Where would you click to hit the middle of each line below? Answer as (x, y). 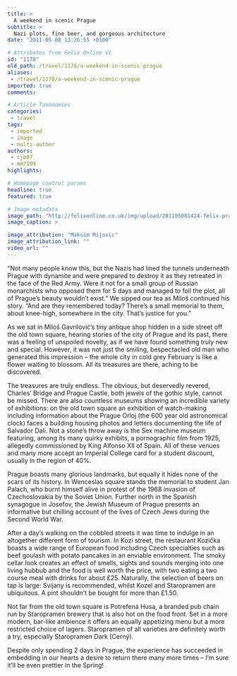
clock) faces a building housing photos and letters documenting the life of (115, 423)
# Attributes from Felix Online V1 (60, 53)
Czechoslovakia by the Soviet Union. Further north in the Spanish (102, 496)
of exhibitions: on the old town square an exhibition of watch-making (107, 408)
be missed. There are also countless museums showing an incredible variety (119, 400)
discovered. (25, 372)
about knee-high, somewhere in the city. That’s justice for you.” (99, 313)
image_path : (25, 216)
